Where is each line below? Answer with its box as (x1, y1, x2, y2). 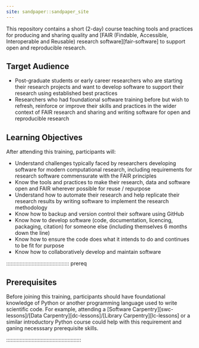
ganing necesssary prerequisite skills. (6, 325, 99, 332)
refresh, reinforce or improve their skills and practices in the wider (14, 102, 177, 110)
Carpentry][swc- (132, 306, 173, 313)
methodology (14, 204, 48, 212)
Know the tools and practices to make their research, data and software (14, 179, 191, 186)
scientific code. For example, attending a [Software (6, 306, 132, 313)
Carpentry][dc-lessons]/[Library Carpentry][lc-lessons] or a (43, 312, 191, 319)
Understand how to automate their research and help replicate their (14, 191, 180, 198)
